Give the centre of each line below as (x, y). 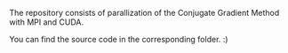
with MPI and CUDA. (47, 22)
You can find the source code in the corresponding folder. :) (119, 39)
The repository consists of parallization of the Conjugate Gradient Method (144, 13)
